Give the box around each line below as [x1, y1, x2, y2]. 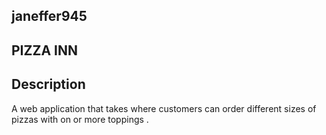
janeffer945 [11, 8, 88, 25]
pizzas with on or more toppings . [11, 113, 149, 125]
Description [11, 76, 86, 93]
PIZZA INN [11, 42, 78, 59]
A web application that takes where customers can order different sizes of [11, 102, 317, 114]
